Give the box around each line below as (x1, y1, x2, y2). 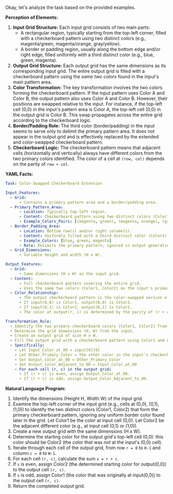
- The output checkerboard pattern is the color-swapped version (19, 295, 162, 301)
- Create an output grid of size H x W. (10, 333, 98, 339)
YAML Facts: (5, 171, 33, 177)
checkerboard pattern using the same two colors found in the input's (12, 74, 159, 79)
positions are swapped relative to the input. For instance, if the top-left (12, 101, 163, 107)
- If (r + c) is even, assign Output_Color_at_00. (19, 372, 130, 377)
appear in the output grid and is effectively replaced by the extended (12, 134, 159, 139)
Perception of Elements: (5, 14, 58, 20)
